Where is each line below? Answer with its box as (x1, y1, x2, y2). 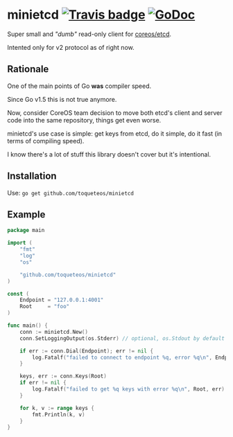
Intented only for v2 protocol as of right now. (7, 43, 135, 51)
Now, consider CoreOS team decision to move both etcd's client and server (7, 108, 223, 117)
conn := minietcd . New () (19, 328, 89, 335)
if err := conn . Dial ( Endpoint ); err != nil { (19, 347, 154, 355)
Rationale (7, 63, 49, 75)
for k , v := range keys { (19, 404, 95, 411)
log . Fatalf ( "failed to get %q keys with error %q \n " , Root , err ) (32, 386, 225, 393)
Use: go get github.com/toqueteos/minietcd (7, 188, 134, 197)
